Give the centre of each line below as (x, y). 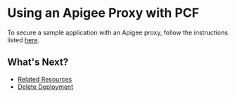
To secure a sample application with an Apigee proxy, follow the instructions (118, 32)
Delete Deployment (45, 87)
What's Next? (38, 62)
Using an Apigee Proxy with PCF (103, 13)
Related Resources (45, 79)
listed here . (24, 39)
